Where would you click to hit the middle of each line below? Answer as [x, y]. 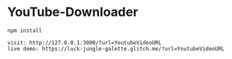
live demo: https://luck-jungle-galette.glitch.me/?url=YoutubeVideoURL [116, 49]
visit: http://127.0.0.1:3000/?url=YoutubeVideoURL [84, 42]
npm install [25, 31]
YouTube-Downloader [73, 12]
